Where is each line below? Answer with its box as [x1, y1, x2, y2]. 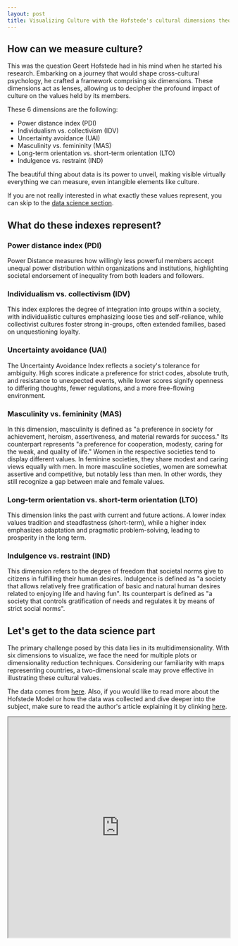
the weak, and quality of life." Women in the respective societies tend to [7, 447, 216, 456]
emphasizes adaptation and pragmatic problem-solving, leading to [7, 526, 201, 535]
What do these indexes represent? [7, 219, 162, 231]
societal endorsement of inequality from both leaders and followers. [7, 272, 204, 279]
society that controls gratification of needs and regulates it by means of [7, 597, 215, 605]
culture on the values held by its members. [7, 92, 131, 100]
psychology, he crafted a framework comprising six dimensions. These [7, 77, 213, 85]
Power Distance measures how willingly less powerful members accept [7, 257, 214, 265]
